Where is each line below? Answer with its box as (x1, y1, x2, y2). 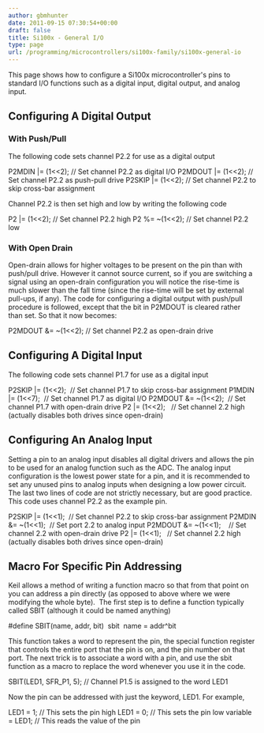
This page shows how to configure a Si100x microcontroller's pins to (8, 70, 231, 79)
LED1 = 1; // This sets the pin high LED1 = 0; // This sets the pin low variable (8, 708, 252, 717)
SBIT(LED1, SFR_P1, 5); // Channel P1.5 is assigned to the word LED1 (8, 677, 229, 686)
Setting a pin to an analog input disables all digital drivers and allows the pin (8, 454, 255, 463)
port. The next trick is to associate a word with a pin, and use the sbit (8, 653, 232, 663)
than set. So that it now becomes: (8, 310, 117, 320)
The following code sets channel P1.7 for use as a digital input (8, 369, 209, 380)
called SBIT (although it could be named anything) (8, 606, 171, 615)
